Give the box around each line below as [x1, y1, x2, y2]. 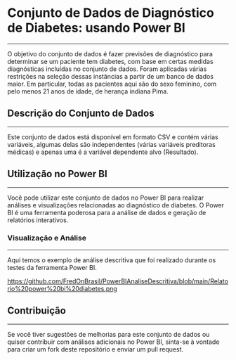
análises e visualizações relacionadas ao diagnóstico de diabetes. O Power [7, 200, 225, 209]
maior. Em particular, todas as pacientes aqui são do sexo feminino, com [7, 79, 216, 88]
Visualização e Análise [7, 233, 86, 243]
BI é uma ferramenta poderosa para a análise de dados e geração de [7, 208, 206, 217]
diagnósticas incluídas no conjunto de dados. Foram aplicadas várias [7, 65, 207, 73]
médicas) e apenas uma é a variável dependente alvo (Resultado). [7, 148, 199, 156]
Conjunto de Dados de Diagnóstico [7, 5, 214, 21]
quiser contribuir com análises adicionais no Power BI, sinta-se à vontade [7, 337, 220, 346]
